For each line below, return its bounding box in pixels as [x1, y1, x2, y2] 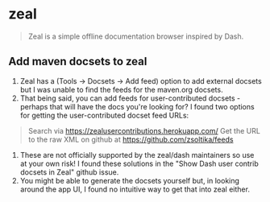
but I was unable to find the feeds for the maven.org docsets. [19, 85, 223, 94]
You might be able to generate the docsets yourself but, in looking [19, 175, 240, 185]
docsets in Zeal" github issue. [19, 167, 119, 177]
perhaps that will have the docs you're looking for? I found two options [19, 101, 255, 111]
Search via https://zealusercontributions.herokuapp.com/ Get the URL [27, 126, 260, 135]
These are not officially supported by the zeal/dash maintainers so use [19, 150, 255, 159]
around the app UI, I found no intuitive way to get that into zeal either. [19, 184, 250, 194]
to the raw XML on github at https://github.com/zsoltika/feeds [27, 134, 234, 144]
